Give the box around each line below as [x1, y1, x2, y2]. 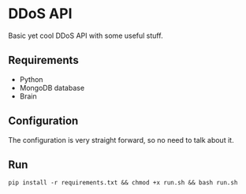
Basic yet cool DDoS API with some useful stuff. [8, 31, 163, 40]
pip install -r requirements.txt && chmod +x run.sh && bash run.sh [8, 179, 238, 187]
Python [19, 74, 43, 84]
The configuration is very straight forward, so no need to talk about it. [8, 135, 234, 144]
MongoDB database [19, 83, 85, 92]
